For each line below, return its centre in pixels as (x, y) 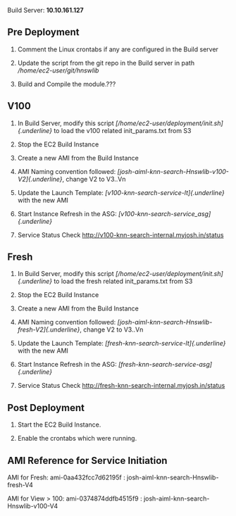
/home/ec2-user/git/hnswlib (58, 70)
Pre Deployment (43, 32)
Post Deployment (46, 408)
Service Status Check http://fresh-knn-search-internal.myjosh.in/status (121, 386)
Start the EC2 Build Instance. (59, 424)
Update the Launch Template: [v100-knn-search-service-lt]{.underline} (121, 192)
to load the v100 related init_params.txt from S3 (123, 130)
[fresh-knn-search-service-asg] (166, 365)
